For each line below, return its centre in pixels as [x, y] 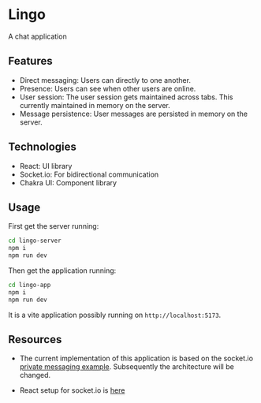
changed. [35, 375]
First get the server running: [54, 226]
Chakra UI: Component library [68, 182]
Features [30, 61]
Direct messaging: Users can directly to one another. [105, 80]
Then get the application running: [62, 271]
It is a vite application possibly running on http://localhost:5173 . [115, 315]
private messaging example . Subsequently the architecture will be [127, 367]
